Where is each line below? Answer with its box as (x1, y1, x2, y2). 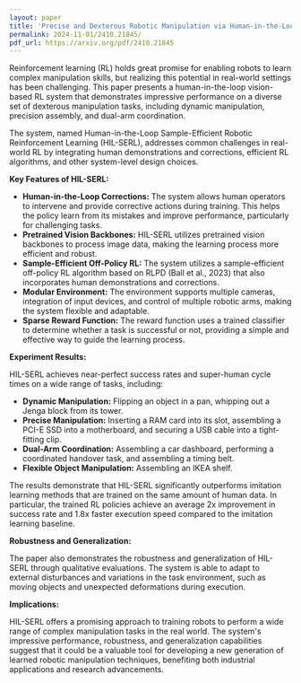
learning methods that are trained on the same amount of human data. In (9, 490, 278, 501)
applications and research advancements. (9, 664, 164, 675)
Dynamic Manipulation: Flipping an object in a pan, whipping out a (21, 396, 271, 407)
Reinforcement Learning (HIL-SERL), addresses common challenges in (9, 137, 270, 148)
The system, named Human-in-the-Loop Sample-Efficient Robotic (9, 127, 254, 139)
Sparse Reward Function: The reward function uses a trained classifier (21, 315, 286, 326)
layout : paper (9, 13, 63, 22)
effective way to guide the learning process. (21, 334, 185, 346)
